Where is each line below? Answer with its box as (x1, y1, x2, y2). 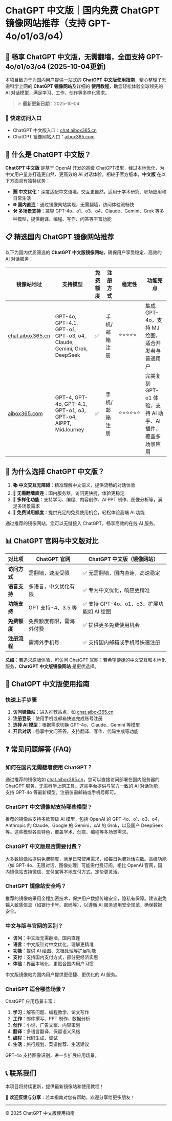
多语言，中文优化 (28, 583, 70, 590)
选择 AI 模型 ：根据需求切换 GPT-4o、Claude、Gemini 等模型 (12, 722, 140, 728)
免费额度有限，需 (28, 618, 70, 625)
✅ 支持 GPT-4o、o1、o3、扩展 (82, 600, 159, 607)
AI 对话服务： (5, 256, 34, 262)
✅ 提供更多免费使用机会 (82, 621, 140, 628)
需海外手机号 (28, 639, 60, 646)
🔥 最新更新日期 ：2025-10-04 (17, 101, 80, 106)
